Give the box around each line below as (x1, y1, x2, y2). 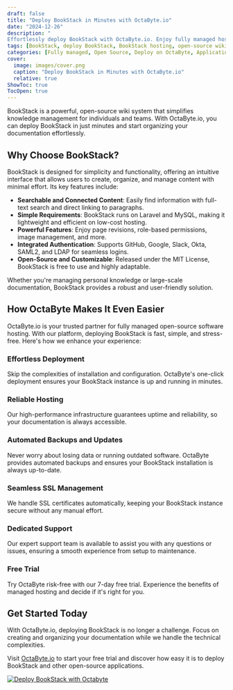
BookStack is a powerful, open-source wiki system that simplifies (7, 107, 194, 115)
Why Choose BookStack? (7, 149, 119, 161)
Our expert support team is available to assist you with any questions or (7, 540, 212, 548)
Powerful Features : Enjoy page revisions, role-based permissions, (17, 225, 207, 234)
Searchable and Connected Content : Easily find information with (17, 195, 204, 204)
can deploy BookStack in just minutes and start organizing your (7, 122, 189, 130)
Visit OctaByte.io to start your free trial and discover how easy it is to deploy (7, 655, 225, 663)
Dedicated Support (7, 523, 73, 533)
